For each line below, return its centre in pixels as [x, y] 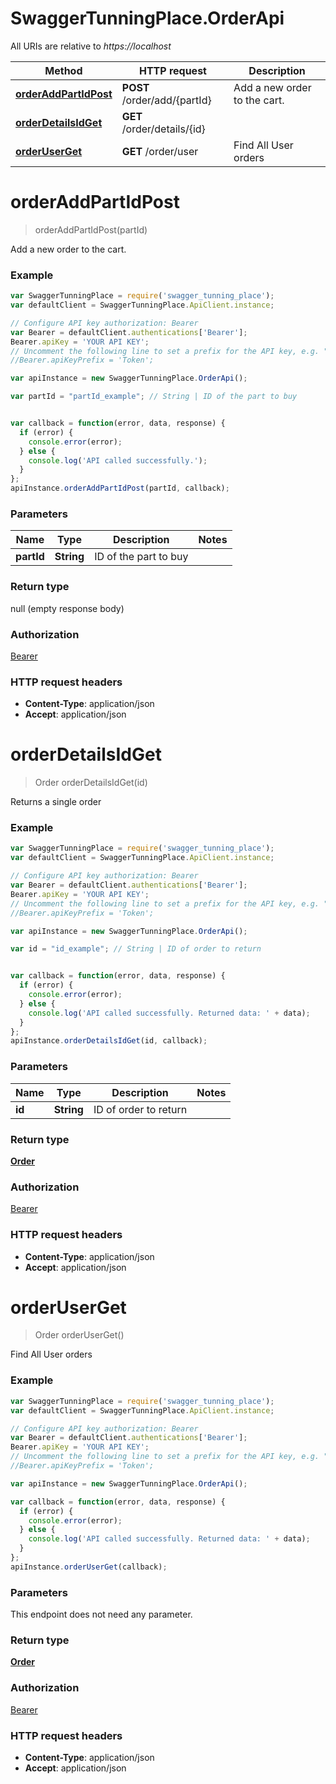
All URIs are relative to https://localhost [91, 46]
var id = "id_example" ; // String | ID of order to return [136, 949]
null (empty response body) [67, 608]
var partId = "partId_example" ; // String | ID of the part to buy [154, 397]
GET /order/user [160, 151]
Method [63, 70]
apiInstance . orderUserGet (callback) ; [89, 1567]
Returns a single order [56, 802]
